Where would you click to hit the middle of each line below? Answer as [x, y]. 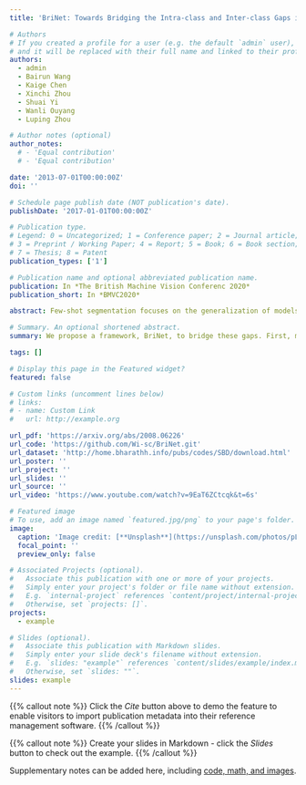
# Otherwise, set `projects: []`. [79, 604]
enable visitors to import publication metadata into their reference [133, 716]
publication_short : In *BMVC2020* [75, 294]
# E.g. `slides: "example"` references [89, 663]
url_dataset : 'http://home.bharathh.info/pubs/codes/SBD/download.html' [150, 452]
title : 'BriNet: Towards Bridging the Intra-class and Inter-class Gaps [150, 18]
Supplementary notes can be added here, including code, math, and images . [153, 770]
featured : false [40, 377]
